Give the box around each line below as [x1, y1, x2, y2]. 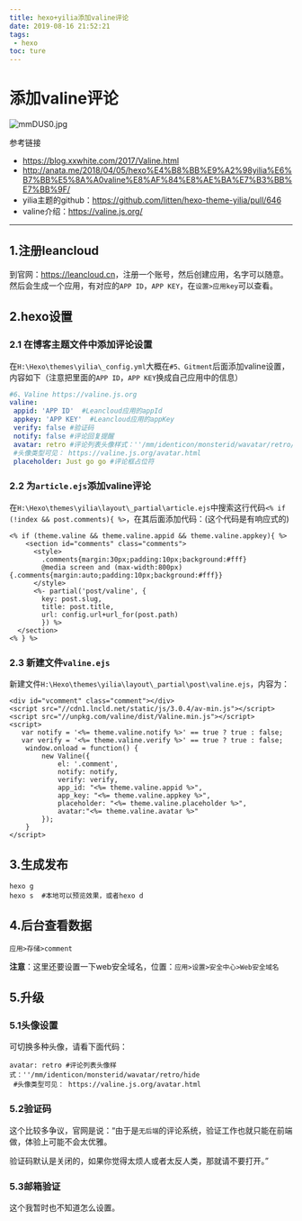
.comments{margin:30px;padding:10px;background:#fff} [41, 555, 247, 564]
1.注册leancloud [9, 243, 99, 259]
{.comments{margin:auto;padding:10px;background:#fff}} [9, 570, 223, 579]
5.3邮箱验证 [9, 1180, 61, 1192]
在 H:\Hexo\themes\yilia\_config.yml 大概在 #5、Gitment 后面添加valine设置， [9, 360, 290, 371]
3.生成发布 [9, 857, 69, 872]
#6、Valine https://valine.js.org [9, 389, 138, 399]
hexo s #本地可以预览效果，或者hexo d [9, 891, 144, 900]
